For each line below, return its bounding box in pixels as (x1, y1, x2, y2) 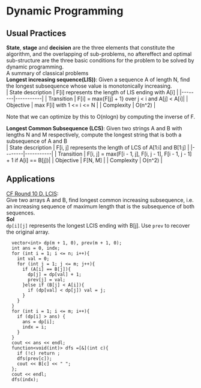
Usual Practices (6, 28, 67, 38)
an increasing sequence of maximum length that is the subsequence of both (6, 202, 195, 210)
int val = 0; (17, 255, 50, 262)
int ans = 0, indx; (11, 245, 61, 251)
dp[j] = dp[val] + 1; (28, 271, 82, 277)
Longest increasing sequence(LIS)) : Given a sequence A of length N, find (6, 76, 190, 83)
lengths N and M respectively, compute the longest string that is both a (6, 131, 182, 138)
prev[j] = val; (28, 276, 66, 283)
